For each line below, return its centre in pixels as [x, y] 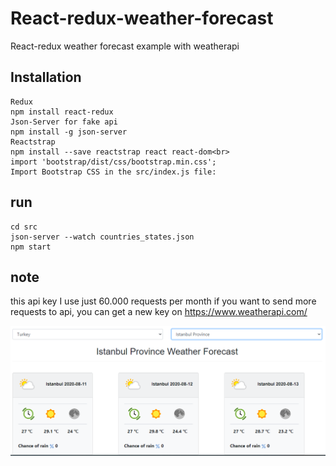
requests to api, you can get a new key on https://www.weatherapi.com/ [159, 312]
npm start [31, 247]
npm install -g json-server [69, 132]
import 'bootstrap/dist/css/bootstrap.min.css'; [113, 162]
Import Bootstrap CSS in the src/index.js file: [113, 172]
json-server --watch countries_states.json [102, 237]
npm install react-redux [62, 112]
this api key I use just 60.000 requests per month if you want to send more [163, 301]
